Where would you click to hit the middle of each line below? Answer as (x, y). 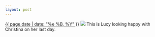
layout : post (18, 9)
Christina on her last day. (30, 29)
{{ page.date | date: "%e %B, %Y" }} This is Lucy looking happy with (78, 24)
